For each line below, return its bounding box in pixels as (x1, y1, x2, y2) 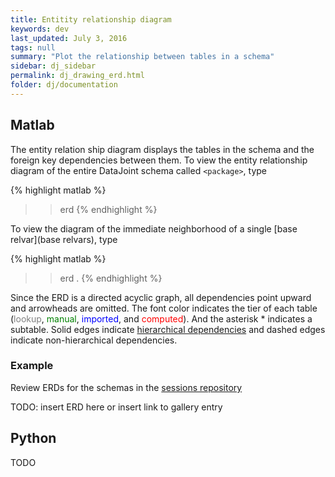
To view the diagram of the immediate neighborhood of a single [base (10, 222, 298, 235)
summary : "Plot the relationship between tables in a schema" (10, 52, 275, 62)
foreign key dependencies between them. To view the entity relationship (10, 154, 308, 166)
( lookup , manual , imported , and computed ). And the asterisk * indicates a (10, 312, 313, 325)
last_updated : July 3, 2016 (10, 33, 128, 43)
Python (10, 430, 57, 447)
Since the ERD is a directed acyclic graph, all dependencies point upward (10, 291, 312, 303)
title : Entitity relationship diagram (10, 14, 172, 25)
